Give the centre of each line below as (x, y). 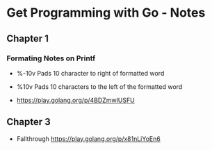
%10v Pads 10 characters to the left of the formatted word (99, 86)
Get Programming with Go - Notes (106, 13)
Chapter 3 (29, 122)
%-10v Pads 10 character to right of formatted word (90, 73)
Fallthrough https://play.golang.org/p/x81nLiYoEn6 (88, 139)
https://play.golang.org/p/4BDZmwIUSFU (75, 100)
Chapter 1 (28, 39)
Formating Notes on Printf (51, 58)
